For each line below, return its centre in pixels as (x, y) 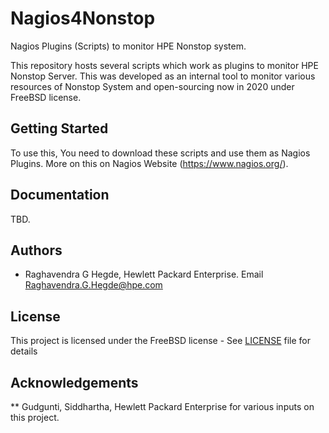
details (24, 351)
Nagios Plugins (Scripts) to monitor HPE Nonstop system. (128, 46)
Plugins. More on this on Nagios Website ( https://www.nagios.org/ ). (149, 163)
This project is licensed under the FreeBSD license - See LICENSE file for (160, 341)
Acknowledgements (74, 382)
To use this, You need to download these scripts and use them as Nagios (160, 153)
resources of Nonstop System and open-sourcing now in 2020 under (152, 86)
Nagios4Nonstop (83, 18)
